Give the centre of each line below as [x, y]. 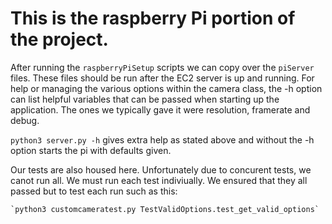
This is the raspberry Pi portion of [153, 18]
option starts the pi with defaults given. [91, 150]
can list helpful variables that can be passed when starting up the [145, 99]
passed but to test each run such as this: [94, 191]
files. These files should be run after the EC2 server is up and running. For [162, 78]
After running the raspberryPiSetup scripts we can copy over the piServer [162, 67]
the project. [59, 39]
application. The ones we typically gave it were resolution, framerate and [160, 109]
